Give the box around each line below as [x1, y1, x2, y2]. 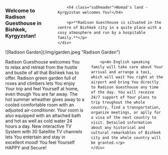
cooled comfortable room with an [5, 102, 74, 108]
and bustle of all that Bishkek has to [5, 70, 79, 75]
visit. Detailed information [91, 120, 152, 125]
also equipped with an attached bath [5, 113, 81, 118]
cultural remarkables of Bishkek [91, 130, 161, 135]
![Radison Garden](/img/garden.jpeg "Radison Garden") [5, 49, 121, 55]
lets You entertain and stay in [5, 134, 65, 140]
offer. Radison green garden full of [5, 75, 76, 81]
